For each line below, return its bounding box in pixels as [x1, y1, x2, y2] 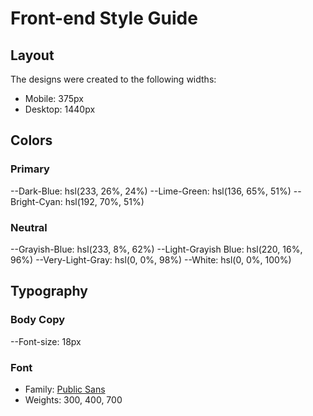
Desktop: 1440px [24, 103, 96, 115]
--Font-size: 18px [10, 335, 82, 347]
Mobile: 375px [24, 93, 84, 104]
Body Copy [10, 313, 66, 327]
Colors [10, 132, 53, 149]
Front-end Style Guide [10, 7, 198, 30]
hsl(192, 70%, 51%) [64, 195, 145, 207]
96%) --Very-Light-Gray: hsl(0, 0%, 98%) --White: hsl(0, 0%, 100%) [10, 253, 292, 266]
